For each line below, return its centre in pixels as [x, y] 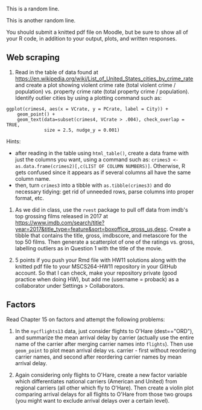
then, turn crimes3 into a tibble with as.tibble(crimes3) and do [93, 185]
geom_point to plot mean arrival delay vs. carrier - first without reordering [106, 350]
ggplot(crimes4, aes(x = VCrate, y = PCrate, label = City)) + [87, 109]
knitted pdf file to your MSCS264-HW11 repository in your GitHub [96, 266]
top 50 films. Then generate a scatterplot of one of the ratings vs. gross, [105, 242]
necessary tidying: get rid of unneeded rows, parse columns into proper [104, 191]
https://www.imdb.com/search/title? [60, 223]
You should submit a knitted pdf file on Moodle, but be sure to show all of [97, 32]
